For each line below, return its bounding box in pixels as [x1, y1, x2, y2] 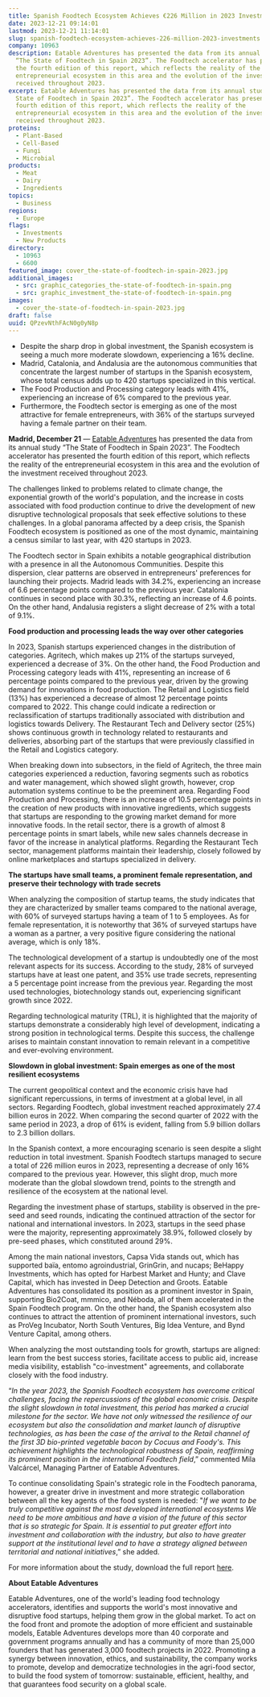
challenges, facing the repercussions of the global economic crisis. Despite [8, 1394, 259, 1404]
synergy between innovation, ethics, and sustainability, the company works [8, 1653, 258, 1663]
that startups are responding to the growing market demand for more [8, 811, 237, 821]
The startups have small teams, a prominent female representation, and [8, 869, 253, 879]
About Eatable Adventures [8, 1578, 99, 1587]
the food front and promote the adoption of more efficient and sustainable [8, 1619, 253, 1629]
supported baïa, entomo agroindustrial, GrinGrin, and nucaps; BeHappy [8, 1260, 244, 1270]
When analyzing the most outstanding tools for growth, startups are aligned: [8, 1344, 261, 1354]
